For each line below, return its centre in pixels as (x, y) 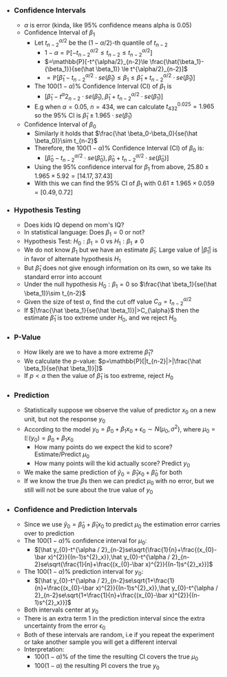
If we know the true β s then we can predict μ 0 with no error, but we (119, 482)
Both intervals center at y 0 (61, 610)
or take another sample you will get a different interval (100, 642)
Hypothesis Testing (47, 210)
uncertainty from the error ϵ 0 (65, 626)
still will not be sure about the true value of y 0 (88, 491)
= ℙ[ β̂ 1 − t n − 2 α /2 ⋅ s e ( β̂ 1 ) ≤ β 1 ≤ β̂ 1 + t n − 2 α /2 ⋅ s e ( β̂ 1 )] (121, 78)
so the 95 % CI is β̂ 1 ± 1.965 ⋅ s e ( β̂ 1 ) (83, 116)
